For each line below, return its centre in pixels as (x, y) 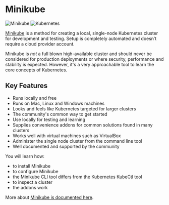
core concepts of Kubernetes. (36, 70)
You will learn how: (25, 156)
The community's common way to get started (60, 114)
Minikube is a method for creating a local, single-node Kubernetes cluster (82, 33)
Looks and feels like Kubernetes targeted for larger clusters (74, 109)
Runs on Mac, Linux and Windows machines (59, 103)
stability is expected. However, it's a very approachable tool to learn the (80, 64)
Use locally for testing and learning (49, 119)
